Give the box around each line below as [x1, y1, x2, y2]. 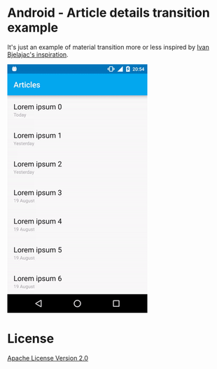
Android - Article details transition [7, 5, 210, 21]
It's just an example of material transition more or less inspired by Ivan [7, 43, 210, 51]
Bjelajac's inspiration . [7, 50, 69, 59]
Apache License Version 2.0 [7, 354, 89, 362]
